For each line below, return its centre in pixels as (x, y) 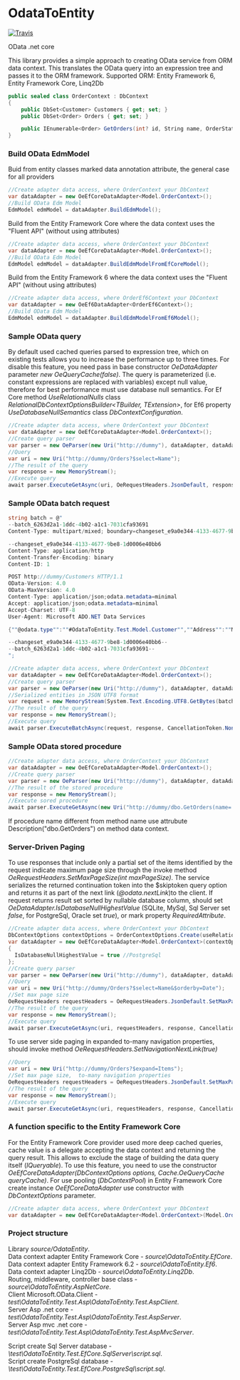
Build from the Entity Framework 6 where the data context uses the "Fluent (118, 277)
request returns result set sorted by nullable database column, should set (116, 901)
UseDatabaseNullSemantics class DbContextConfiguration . (96, 413)
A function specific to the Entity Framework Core (94, 1127)
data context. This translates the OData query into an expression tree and (116, 68)
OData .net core (31, 46)
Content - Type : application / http (56, 551)
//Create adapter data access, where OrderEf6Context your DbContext (114, 298)
